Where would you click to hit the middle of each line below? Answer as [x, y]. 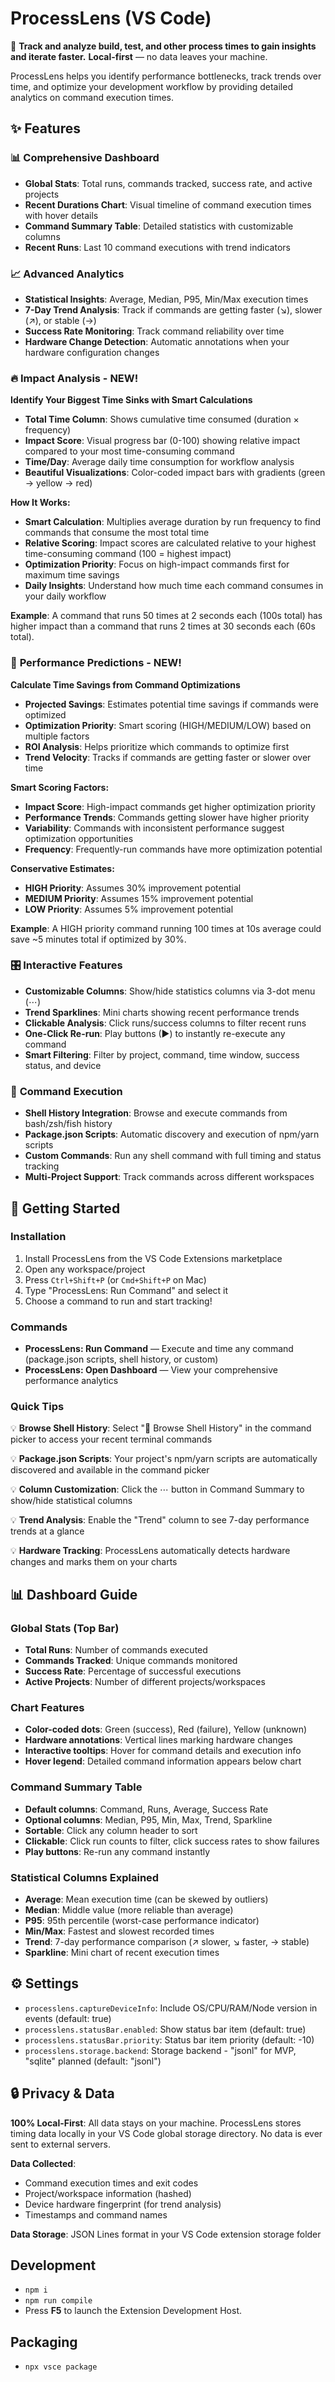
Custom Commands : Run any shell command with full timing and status [173, 1156]
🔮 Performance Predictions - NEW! [96, 663]
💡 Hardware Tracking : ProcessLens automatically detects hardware [150, 1551]
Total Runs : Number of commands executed [116, 1650]
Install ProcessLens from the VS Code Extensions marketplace [153, 1258]
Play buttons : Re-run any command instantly [117, 1851]
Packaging [44, 2342]
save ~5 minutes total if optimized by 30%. [98, 939]
